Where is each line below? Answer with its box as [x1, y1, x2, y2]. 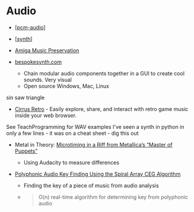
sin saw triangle [6, 94, 45, 101]
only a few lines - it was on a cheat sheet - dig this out [6, 129, 139, 137]
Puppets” [14, 147, 38, 154]
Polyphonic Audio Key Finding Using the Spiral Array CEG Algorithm [14, 170, 181, 178]
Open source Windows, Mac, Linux [23, 82, 110, 90]
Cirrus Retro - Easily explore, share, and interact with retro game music [14, 105, 189, 112]
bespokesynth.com [14, 58, 62, 65]
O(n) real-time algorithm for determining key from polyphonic [38, 193, 189, 200]
